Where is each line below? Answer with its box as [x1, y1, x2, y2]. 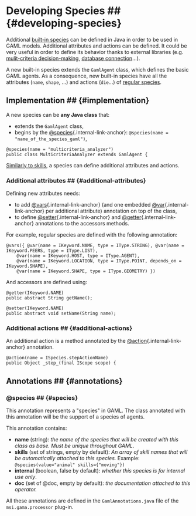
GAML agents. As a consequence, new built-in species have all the [6, 72, 167, 79]
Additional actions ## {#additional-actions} [6, 324, 133, 332]
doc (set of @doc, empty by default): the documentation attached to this [14, 480, 191, 487]
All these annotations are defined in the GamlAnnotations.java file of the [6, 497, 179, 504]
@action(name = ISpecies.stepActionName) [6, 355, 109, 361]
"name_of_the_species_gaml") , [14, 135, 88, 142]
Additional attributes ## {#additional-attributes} [6, 176, 146, 184]
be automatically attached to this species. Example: [14, 455, 140, 462]
